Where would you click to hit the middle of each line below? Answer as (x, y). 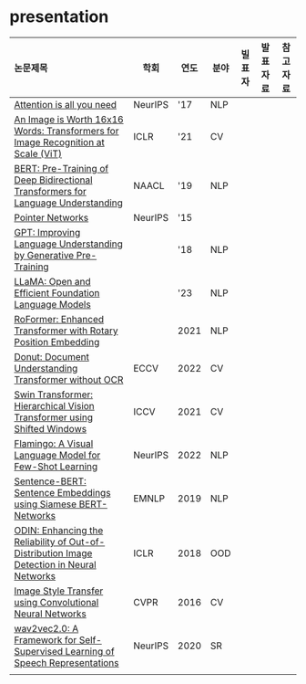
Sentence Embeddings (62, 492)
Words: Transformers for (66, 131)
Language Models (52, 304)
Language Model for (57, 455)
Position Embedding (57, 342)
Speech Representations (67, 662)
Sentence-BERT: (50, 481)
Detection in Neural (56, 564)
